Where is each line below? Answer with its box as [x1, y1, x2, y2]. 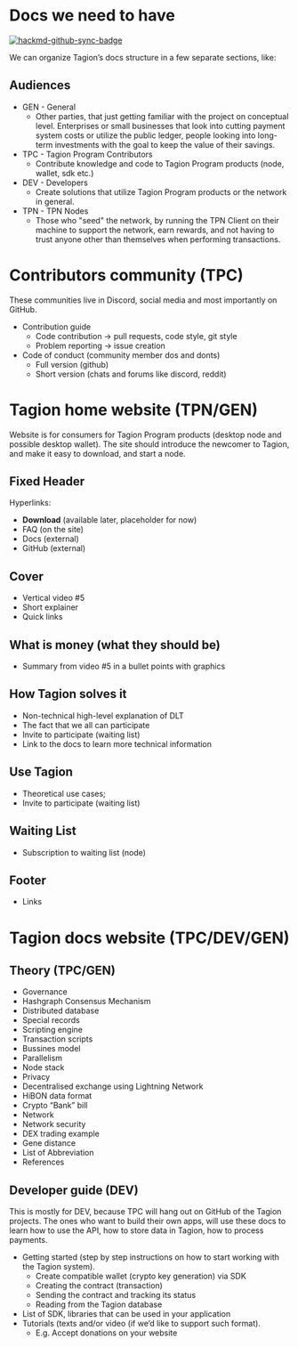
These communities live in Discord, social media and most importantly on [9, 295, 278, 305]
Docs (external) [21, 533, 80, 544]
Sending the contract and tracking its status [35, 1290, 197, 1301]
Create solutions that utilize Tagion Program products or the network [35, 186, 287, 197]
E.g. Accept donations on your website [35, 1327, 178, 1338]
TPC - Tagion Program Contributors [21, 149, 153, 159]
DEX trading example [21, 1128, 101, 1140]
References [21, 1156, 65, 1167]
